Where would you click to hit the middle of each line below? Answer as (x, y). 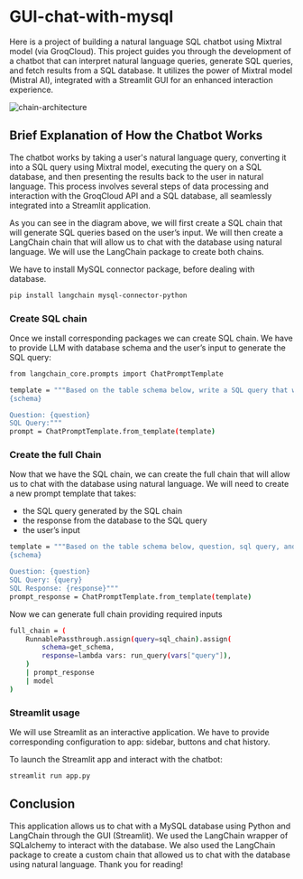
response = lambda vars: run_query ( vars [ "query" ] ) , (137, 656)
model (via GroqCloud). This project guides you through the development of (150, 51)
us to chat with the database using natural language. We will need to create (149, 484)
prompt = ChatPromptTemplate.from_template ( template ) (113, 432)
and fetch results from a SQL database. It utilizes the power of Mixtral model (151, 70)
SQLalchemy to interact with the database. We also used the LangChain (142, 845)
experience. (32, 89)
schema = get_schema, (78, 648)
